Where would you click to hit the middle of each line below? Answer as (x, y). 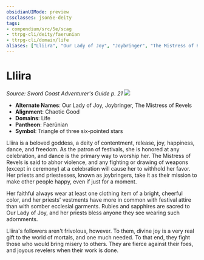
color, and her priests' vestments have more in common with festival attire (99, 200)
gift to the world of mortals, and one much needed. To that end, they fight (98, 237)
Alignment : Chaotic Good (47, 111)
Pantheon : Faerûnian (42, 125)
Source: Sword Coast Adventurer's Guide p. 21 (65, 93)
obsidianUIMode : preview (38, 12)
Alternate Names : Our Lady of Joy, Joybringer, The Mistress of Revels (104, 105)
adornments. (22, 219)
